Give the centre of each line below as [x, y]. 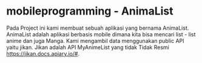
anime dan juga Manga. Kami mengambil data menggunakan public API [95, 41]
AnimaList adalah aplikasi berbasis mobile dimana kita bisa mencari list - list [101, 34]
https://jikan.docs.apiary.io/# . [43, 53]
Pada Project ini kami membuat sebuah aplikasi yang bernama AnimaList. [98, 28]
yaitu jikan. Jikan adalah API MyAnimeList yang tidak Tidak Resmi [88, 47]
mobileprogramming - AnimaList [90, 11]
